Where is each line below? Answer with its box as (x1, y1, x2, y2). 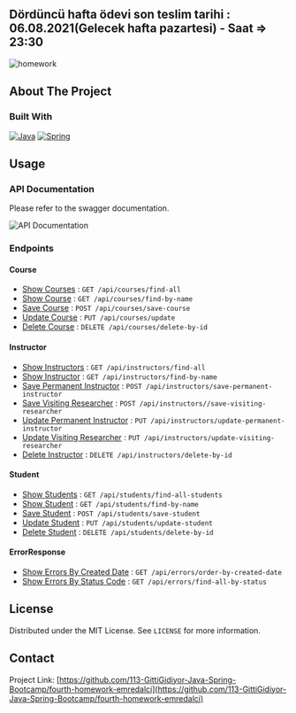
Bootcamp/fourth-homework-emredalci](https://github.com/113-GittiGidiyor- (9, 684, 287, 694)
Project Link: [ (9, 674, 60, 685)
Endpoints (9, 243, 55, 255)
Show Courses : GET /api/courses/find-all (21, 283, 181, 295)
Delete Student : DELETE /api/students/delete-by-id (21, 526, 214, 537)
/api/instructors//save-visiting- (139, 399, 267, 408)
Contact (9, 651, 55, 666)
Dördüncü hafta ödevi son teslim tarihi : (9, 7, 231, 22)
